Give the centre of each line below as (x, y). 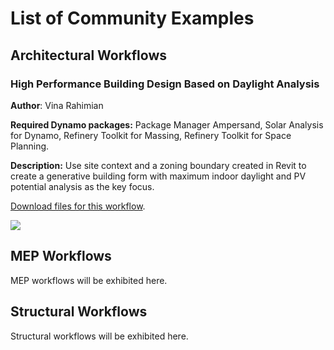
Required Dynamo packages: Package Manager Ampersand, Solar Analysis (167, 124)
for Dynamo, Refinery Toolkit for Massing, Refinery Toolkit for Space (151, 135)
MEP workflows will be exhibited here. (89, 280)
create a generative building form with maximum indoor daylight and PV (158, 176)
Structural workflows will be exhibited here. (99, 336)
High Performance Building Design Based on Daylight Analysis (165, 84)
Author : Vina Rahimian (57, 105)
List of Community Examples (132, 18)
